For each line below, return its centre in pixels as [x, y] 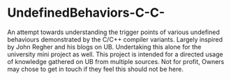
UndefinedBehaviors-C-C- [86, 13]
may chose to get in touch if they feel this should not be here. [95, 69]
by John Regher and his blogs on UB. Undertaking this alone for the [104, 47]
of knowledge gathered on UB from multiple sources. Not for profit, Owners [116, 61]
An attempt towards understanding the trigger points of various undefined [113, 32]
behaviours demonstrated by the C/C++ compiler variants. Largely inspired [115, 39]
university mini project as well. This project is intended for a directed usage [115, 54]
